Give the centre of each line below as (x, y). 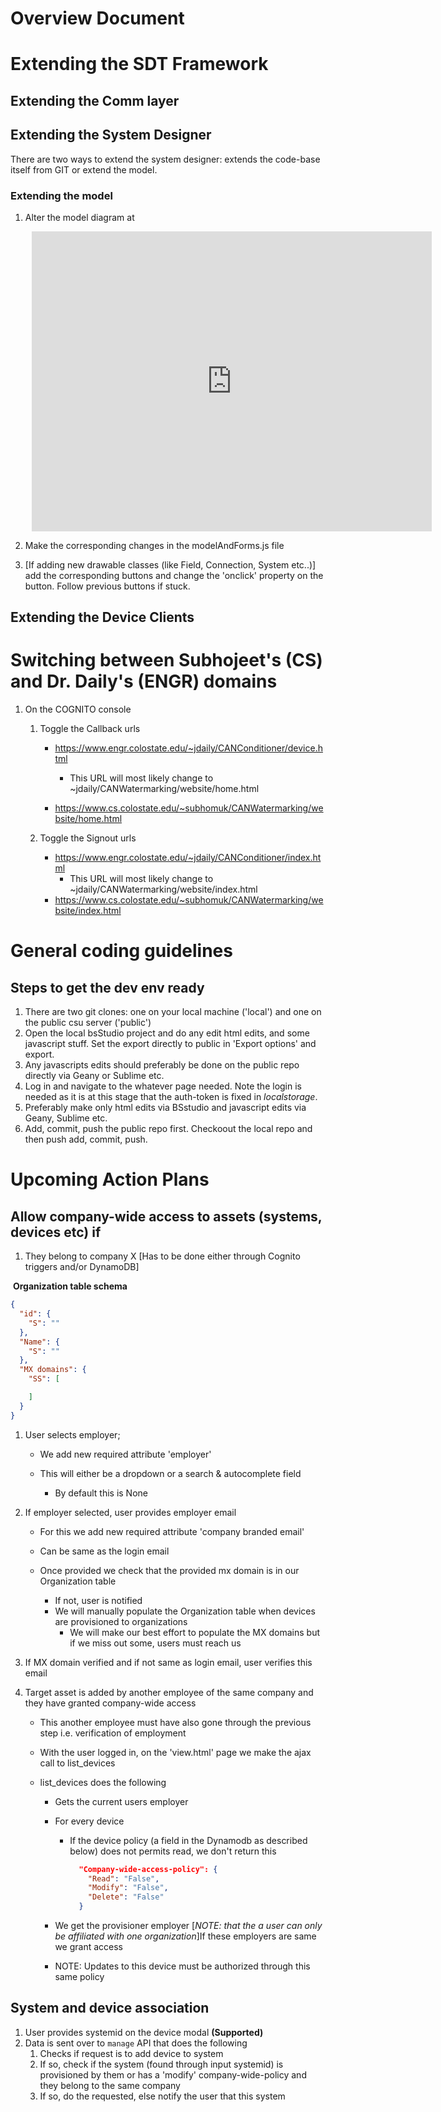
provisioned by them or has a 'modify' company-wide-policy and (173, 2074)
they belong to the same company (110, 2085)
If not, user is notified (98, 1600)
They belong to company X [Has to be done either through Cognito (162, 1256)
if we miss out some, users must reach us (155, 1643)
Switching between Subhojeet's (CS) (166, 660)
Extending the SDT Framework (139, 64)
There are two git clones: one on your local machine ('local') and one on (173, 1012)
